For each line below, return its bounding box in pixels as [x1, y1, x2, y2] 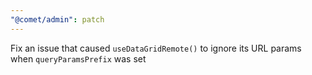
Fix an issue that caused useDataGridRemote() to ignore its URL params [10, 42, 302, 54]
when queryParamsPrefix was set [10, 52, 147, 65]
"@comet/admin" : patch [10, 14, 105, 25]
